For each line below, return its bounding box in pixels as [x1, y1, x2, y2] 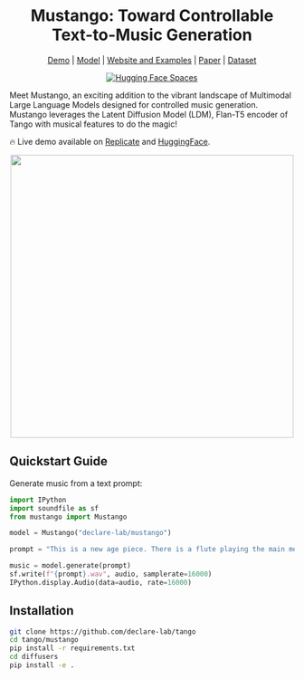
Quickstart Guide [9, 454, 109, 469]
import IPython [9, 495, 67, 504]
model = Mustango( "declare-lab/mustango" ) [9, 529, 172, 538]
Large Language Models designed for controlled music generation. [9, 99, 259, 110]
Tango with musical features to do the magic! [9, 119, 178, 129]
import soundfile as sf [9, 503, 100, 512]
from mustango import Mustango [9, 512, 128, 521]
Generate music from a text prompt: [9, 477, 143, 489]
